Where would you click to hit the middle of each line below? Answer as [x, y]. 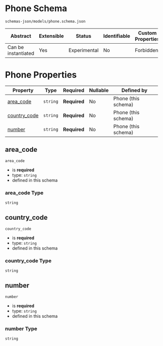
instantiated [21, 53]
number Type [21, 329]
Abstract [21, 36]
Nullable [99, 90]
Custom [147, 33]
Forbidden [147, 50]
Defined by [134, 90]
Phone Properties [41, 75]
